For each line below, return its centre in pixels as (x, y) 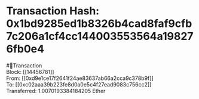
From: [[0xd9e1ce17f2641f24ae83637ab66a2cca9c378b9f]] (80, 78)
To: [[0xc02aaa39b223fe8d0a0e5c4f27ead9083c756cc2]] (79, 84)
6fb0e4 (25, 49)
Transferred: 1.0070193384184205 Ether (56, 91)
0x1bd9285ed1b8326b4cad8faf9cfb (99, 24)
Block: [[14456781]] (30, 72)
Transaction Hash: (53, 11)
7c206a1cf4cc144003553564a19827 (100, 36)
